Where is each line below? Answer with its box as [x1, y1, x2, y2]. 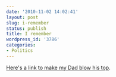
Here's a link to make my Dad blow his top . [6, 64, 111, 71]
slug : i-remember [6, 20, 49, 26]
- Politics [6, 48, 33, 54]
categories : [6, 42, 36, 48]
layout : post [6, 14, 39, 20]
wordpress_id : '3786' [6, 36, 60, 42]
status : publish [6, 25, 46, 32]
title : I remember [6, 31, 52, 37]
